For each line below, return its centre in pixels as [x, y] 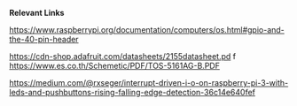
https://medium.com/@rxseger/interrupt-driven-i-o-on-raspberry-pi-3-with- [149, 83]
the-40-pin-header [44, 39]
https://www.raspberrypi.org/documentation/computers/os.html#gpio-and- [147, 30]
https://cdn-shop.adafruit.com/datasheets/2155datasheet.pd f [123, 56]
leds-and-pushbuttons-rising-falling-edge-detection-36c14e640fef [132, 92]
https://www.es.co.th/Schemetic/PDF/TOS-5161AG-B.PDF [114, 66]
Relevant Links [37, 13]
